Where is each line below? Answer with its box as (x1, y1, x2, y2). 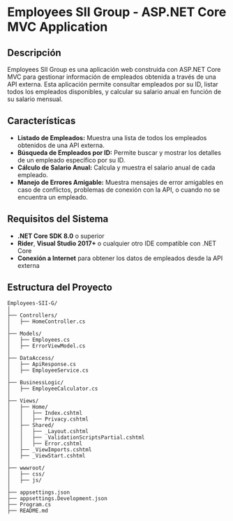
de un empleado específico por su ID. (17, 156, 126, 164)
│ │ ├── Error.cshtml (7, 440, 82, 447)
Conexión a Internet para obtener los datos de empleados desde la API (17, 254, 223, 262)
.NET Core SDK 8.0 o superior (17, 232, 105, 240)
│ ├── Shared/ (7, 422, 54, 429)
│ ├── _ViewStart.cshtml (7, 453, 86, 460)
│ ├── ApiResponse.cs (7, 361, 77, 368)
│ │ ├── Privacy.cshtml (7, 416, 89, 423)
